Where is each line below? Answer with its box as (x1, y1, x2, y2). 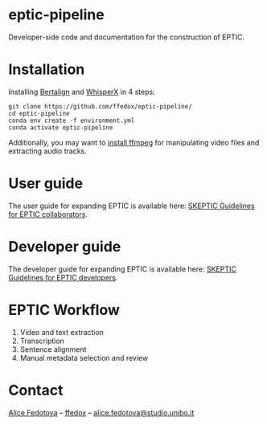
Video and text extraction (19, 327, 105, 337)
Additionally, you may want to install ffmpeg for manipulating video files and (8, 137, 260, 147)
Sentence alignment (19, 344, 87, 354)
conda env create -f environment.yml (8, 116, 135, 125)
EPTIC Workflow (8, 300, 121, 319)
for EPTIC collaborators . (8, 209, 88, 219)
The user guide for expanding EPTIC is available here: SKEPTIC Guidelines (8, 201, 255, 210)
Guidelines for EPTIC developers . (8, 272, 118, 282)
